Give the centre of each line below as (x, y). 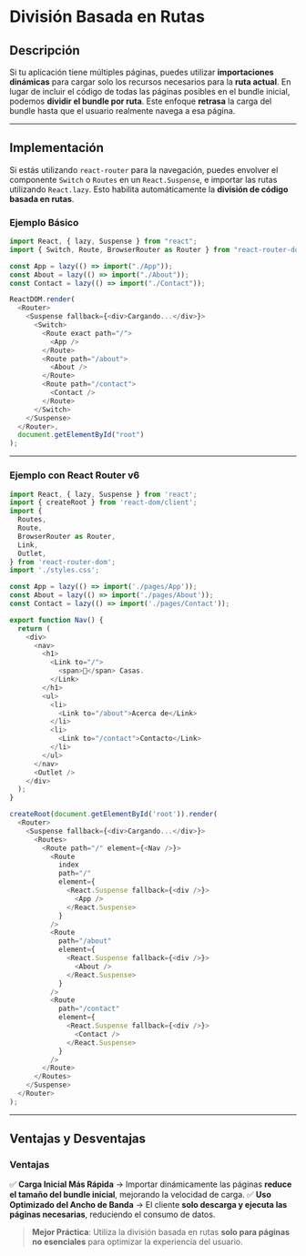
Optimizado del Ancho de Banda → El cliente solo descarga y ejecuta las (148, 1205)
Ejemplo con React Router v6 (75, 475)
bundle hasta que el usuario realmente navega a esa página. (122, 111)
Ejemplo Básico (44, 222)
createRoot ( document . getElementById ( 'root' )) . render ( (114, 815)
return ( (34, 628)
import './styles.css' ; (55, 571)
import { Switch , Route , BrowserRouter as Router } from (120, 249)
